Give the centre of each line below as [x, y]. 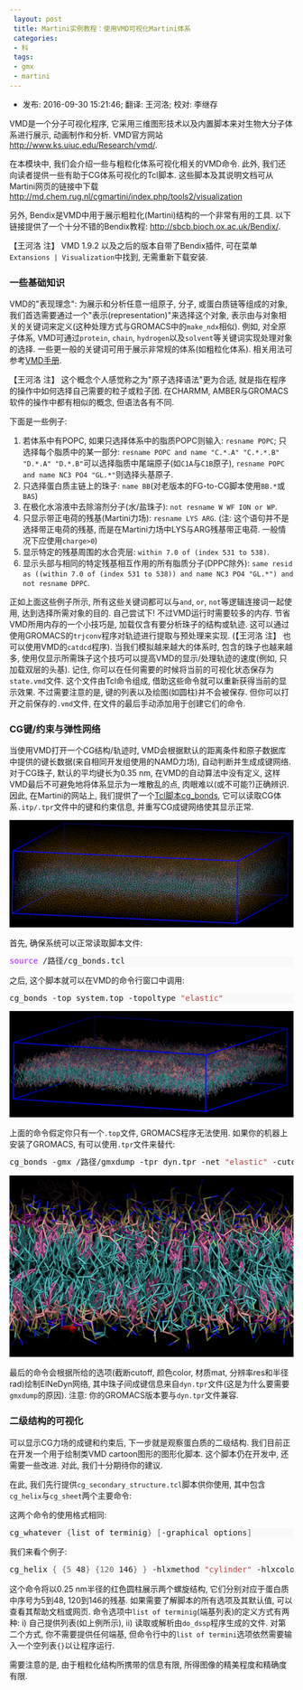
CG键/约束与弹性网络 [55, 730]
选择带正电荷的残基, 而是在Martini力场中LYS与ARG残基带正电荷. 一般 [150, 530]
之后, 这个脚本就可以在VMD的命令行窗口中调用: [97, 980]
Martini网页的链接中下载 [54, 186]
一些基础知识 [37, 282]
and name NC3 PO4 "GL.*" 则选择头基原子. [98, 475]
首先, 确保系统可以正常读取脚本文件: [76, 943]
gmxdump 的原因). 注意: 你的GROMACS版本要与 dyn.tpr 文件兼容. [124, 1395]
